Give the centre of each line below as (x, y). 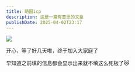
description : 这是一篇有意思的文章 (45, 17)
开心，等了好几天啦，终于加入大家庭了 (52, 51)
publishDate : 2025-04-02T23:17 (44, 22)
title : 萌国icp (24, 11)
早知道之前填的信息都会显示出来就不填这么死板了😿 (68, 63)
